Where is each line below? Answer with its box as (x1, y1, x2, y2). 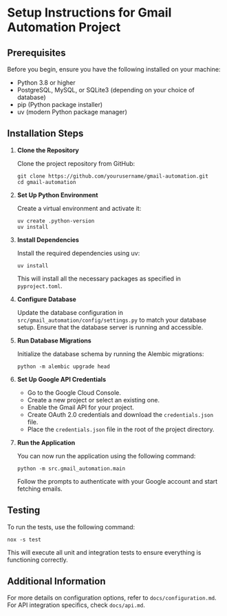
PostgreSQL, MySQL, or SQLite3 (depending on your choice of (17, 86, 195, 94)
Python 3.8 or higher (17, 79, 76, 87)
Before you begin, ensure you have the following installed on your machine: (7, 65, 221, 73)
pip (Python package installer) (17, 101, 103, 108)
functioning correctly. (7, 555, 68, 564)
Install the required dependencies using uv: (17, 249, 140, 257)
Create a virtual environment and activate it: (17, 204, 142, 212)
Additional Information (7, 575, 106, 587)
